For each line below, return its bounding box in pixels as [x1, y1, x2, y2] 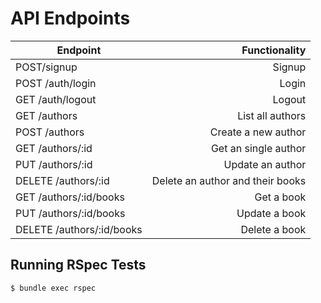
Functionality [241, 43, 307, 57]
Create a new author [209, 125, 307, 139]
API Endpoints [10, 7, 131, 30]
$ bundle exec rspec [10, 283, 97, 293]
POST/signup [15, 60, 78, 74]
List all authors [237, 108, 307, 122]
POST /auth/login [15, 76, 97, 90]
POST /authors [15, 125, 85, 139]
